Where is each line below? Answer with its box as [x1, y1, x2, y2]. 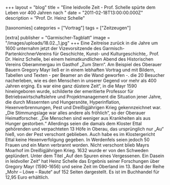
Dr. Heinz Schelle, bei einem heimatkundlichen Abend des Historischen [5, 56, 153, 62]
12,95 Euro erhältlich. [5, 174, 50, 180]
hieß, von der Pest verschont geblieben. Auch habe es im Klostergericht [5, 131, 155, 137]
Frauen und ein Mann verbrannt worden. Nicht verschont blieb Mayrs [5, 142, 149, 148]
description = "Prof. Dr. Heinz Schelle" [5, 15, 85, 21]
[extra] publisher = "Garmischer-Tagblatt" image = [5, 35, 110, 40]
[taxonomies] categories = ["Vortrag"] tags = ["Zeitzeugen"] [5, 25, 131, 31]
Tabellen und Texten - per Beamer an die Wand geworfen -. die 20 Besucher [5, 72, 165, 78]
